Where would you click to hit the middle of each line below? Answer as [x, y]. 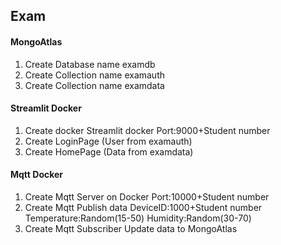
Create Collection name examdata [94, 85]
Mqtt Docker [37, 175]
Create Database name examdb [90, 64]
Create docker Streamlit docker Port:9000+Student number [147, 130]
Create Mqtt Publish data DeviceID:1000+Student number [143, 207]
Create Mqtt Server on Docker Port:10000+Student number [147, 197]
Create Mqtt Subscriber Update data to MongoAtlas [131, 228]
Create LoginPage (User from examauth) [108, 141]
